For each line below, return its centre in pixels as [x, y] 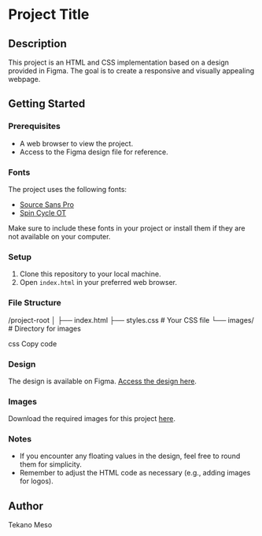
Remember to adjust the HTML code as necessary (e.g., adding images [135, 473]
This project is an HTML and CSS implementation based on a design [119, 62]
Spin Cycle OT [43, 213]
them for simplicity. [51, 464]
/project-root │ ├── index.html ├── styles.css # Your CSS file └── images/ [131, 320]
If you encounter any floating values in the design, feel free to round [130, 456]
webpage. [24, 79]
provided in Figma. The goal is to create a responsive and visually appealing [131, 71]
